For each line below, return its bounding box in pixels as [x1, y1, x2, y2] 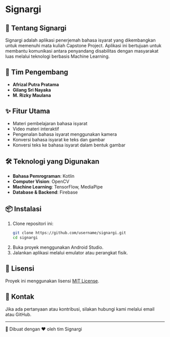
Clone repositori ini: [12, 220, 54, 227]
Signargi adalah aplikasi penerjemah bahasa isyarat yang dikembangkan [5, 37, 156, 43]
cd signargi [12, 235, 38, 240]
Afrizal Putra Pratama [12, 81, 59, 87]
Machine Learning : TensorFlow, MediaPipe [12, 184, 103, 190]
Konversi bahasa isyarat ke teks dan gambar [12, 136, 105, 142]
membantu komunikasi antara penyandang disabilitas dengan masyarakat [5, 48, 159, 54]
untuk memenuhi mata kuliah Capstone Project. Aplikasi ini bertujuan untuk [5, 43, 162, 49]
